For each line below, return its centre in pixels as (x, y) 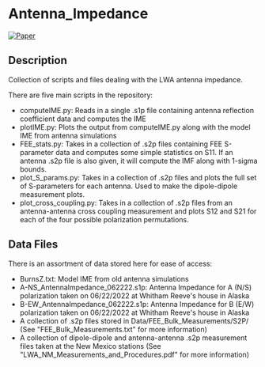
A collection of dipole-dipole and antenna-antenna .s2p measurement (133, 338)
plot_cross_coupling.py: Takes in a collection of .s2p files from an (126, 202)
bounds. (33, 169)
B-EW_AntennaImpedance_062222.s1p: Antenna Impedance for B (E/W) (137, 304)
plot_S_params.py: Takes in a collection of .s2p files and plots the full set (138, 177)
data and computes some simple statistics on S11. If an (144, 152)
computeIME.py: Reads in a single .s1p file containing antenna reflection (137, 110)
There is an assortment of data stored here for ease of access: (110, 263)
